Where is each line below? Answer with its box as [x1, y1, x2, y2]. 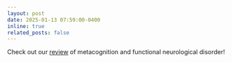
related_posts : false [7, 29, 70, 36]
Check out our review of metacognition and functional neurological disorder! [7, 48, 225, 56]
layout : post [7, 10, 45, 17]
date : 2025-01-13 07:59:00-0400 [7, 16, 100, 23]
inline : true [7, 23, 45, 29]
